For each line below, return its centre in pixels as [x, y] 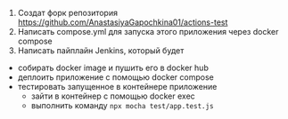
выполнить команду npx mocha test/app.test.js [122, 105]
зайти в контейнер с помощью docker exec [113, 96]
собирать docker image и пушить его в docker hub [113, 67]
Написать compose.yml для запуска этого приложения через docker [148, 32]
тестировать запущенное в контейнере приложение [117, 87]
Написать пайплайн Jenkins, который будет [101, 51]
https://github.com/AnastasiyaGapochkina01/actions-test [123, 22]
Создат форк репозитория [68, 13]
